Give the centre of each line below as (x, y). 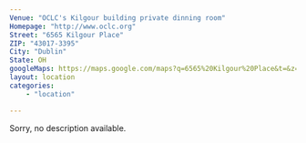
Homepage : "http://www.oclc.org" (73, 26)
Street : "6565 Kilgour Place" (67, 35)
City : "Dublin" (38, 52)
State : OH (28, 60)
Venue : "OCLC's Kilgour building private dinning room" (117, 18)
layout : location (42, 77)
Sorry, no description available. (68, 128)
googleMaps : (32, 69)
